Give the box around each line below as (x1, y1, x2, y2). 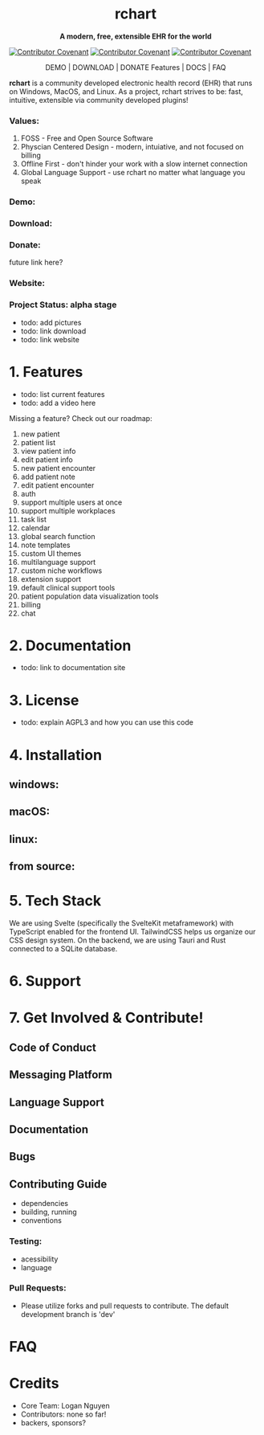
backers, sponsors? (20, 1417, 87, 1427)
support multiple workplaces (20, 505, 116, 515)
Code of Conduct (9, 1040, 97, 1054)
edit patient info (20, 455, 73, 464)
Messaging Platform (9, 1068, 113, 1081)
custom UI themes (20, 548, 82, 558)
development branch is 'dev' (20, 1309, 116, 1318)
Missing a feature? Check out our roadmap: (9, 413, 152, 423)
